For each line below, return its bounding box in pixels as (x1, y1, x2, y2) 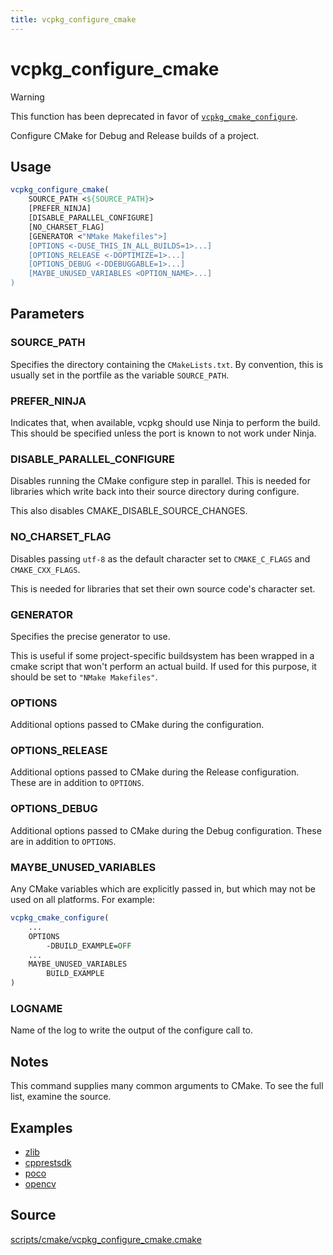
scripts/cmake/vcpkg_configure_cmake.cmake (10, 1233, 202, 1245)
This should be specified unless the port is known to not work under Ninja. (10, 427, 317, 439)
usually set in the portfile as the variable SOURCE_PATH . (10, 369, 230, 381)
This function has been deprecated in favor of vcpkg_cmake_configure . (10, 110, 298, 122)
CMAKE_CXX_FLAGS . (10, 563, 81, 575)
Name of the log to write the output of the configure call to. (10, 1024, 254, 1036)
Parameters (10, 306, 85, 323)
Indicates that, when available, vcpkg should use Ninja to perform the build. (10, 416, 321, 428)
